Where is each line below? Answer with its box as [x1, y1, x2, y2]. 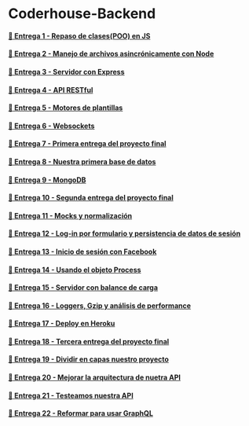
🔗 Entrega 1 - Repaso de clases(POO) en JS [8, 31, 151, 40]
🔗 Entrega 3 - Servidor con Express [8, 67, 125, 76]
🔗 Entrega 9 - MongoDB [8, 174, 86, 185]
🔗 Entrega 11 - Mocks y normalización [8, 211, 133, 220]
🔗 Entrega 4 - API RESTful [8, 85, 93, 94]
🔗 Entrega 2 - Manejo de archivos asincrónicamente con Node [8, 49, 214, 59]
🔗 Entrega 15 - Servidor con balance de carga [8, 283, 159, 292]
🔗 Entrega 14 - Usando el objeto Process [8, 265, 141, 274]
